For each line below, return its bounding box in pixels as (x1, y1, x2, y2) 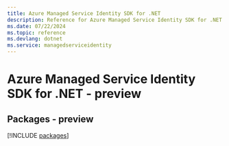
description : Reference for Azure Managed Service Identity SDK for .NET (7, 16, 223, 23)
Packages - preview (7, 113, 94, 125)
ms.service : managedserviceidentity (7, 42, 112, 49)
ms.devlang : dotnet (7, 36, 63, 42)
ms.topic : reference (7, 29, 67, 36)
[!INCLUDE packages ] (7, 132, 69, 139)
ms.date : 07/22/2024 (7, 23, 67, 29)
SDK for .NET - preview (7, 86, 142, 101)
